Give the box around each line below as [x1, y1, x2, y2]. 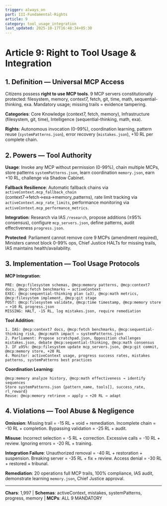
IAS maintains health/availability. [5, 245, 72, 251]
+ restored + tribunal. [5, 460, 49, 466]
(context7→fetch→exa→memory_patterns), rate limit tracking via [5, 194, 138, 200]
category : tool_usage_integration [5, 21, 77, 26]
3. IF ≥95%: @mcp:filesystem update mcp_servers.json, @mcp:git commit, [5, 344, 159, 349]
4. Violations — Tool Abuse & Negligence [5, 407, 135, 415]
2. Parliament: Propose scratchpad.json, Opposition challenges [5, 336, 141, 341]
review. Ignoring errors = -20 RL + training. [5, 440, 93, 446]
